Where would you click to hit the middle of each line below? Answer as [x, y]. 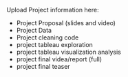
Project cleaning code [47, 37]
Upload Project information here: [53, 10]
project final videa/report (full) [59, 59]
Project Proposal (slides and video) [66, 23]
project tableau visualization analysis [68, 52]
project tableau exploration [55, 45]
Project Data [34, 30]
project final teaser [43, 66]
